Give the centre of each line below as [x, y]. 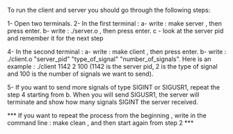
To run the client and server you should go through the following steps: [109, 10]
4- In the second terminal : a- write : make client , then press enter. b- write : [117, 52]
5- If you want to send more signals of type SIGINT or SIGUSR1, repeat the [114, 87]
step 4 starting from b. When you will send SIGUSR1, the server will [103, 94]
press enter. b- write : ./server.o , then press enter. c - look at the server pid [115, 31]
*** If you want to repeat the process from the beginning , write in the [107, 115]
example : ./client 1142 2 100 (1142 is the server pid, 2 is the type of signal [112, 66]
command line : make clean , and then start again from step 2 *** [101, 123]
